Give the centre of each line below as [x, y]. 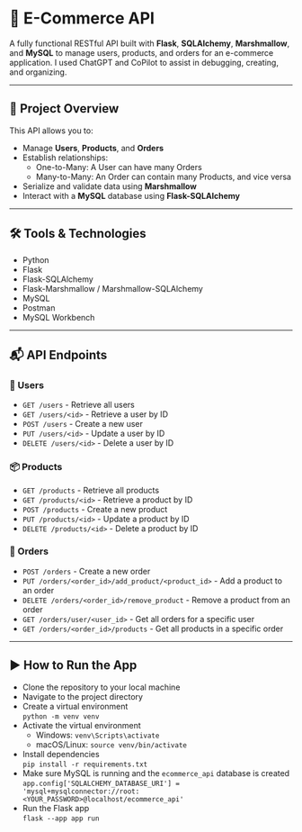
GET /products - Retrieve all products [91, 490]
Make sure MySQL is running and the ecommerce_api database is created [156, 773]
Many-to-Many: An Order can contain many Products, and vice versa [164, 176]
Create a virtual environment [75, 706]
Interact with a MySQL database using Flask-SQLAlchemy [131, 195]
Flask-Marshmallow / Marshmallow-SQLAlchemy [113, 288]
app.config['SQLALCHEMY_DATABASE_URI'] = [101, 783]
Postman [39, 307]
